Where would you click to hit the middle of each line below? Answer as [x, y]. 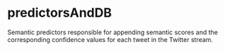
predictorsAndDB [59, 13]
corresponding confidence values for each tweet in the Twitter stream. [110, 39]
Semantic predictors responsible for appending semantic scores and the [112, 32]
